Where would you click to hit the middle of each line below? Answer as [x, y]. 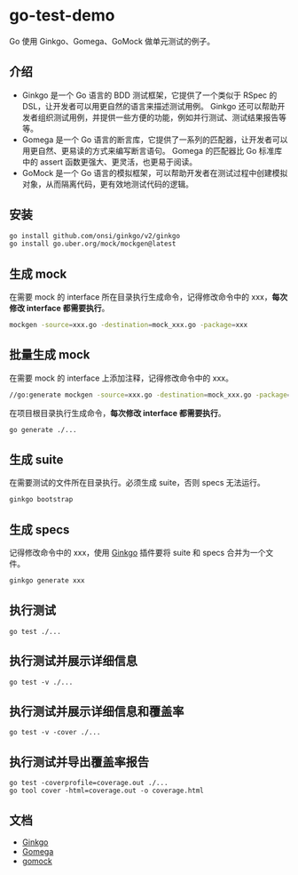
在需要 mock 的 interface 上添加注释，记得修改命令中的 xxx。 [121, 378]
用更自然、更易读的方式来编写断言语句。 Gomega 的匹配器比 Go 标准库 [152, 150]
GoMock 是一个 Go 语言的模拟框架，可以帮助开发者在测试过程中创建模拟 [155, 173]
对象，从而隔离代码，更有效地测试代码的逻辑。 [107, 184]
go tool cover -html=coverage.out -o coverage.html [106, 791]
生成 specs [39, 530]
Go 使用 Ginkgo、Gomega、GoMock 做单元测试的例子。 [112, 41]
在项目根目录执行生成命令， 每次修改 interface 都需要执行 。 [118, 413]
